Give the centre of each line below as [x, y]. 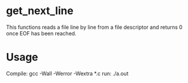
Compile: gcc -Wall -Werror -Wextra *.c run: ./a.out [67, 73]
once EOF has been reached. [41, 33]
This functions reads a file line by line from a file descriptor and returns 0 [94, 27]
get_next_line [40, 11]
